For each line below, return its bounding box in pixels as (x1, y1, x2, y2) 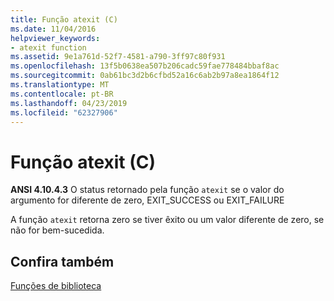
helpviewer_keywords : (10, 33, 101, 43)
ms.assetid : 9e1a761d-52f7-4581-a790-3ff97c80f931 (10, 52, 226, 62)
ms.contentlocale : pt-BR (10, 89, 114, 99)
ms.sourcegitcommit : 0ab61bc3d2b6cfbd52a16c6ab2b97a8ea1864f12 (10, 71, 280, 81)
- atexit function (10, 42, 87, 53)
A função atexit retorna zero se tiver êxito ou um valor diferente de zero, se (10, 214, 325, 226)
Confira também (10, 253, 115, 270)
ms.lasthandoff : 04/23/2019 (10, 98, 128, 108)
